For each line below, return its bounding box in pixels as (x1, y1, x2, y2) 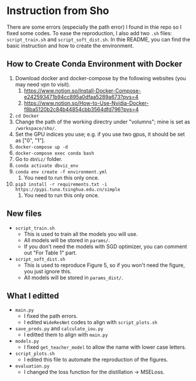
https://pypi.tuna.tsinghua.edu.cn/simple (15, 186, 121, 193)
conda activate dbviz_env (15, 163, 78, 169)
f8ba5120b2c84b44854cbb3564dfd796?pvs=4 (23, 105, 139, 112)
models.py (15, 338, 40, 345)
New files (6, 209, 42, 219)
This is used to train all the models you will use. (23, 230, 138, 238)
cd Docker (15, 113, 40, 119)
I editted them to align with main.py (23, 331, 108, 338)
